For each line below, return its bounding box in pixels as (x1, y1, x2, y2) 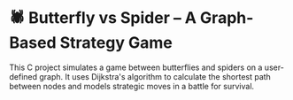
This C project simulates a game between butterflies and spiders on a (9, 62, 263, 73)
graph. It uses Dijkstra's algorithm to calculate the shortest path (39, 71, 272, 81)
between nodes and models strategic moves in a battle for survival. (9, 81, 255, 91)
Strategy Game (59, 33, 173, 53)
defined (9, 71, 38, 81)
